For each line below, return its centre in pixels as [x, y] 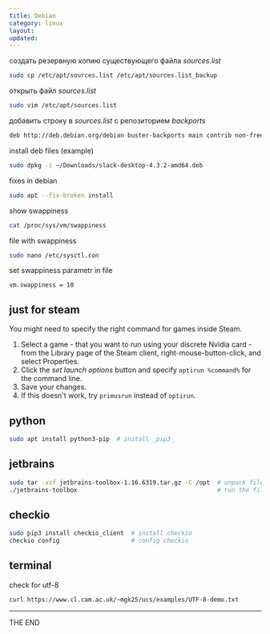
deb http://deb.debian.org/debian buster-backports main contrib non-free [137, 135]
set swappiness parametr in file [61, 271]
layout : [22, 30]
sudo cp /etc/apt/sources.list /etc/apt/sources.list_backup [113, 76]
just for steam [44, 309]
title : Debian [33, 16]
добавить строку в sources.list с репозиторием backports [107, 120]
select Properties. [50, 362]
